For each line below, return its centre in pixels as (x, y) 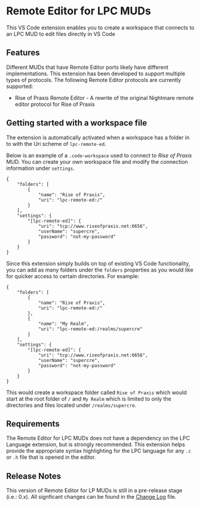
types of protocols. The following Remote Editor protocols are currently (94, 80)
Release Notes (34, 476)
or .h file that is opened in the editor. (51, 457)
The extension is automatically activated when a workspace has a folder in (98, 137)
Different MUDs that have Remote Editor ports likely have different (87, 67)
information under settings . (40, 168)
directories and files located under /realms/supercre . (71, 405)
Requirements (33, 424)
